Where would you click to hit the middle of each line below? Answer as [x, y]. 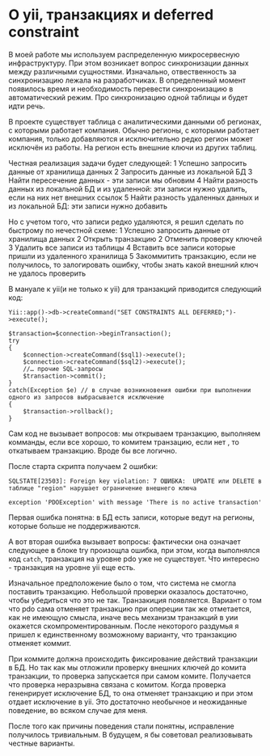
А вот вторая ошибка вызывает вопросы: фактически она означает [124, 541]
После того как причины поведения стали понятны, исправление [121, 726]
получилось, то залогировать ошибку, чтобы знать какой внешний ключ [133, 264]
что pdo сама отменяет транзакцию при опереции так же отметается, [130, 609]
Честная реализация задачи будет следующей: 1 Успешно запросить [128, 163]
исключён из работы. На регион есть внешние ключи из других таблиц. [133, 147]
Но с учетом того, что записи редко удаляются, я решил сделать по [126, 222]
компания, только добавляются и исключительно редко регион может [131, 138]
